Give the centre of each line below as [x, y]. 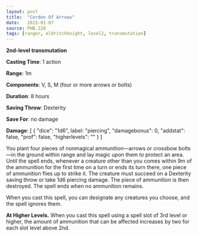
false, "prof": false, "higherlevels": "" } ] [54, 137]
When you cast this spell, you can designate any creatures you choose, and [98, 198]
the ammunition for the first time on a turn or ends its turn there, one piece [96, 167]
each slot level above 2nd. [38, 228]
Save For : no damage [32, 119]
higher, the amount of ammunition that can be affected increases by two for [98, 222]
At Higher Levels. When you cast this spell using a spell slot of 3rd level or [97, 215]
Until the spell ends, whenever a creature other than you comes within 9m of [99, 161]
